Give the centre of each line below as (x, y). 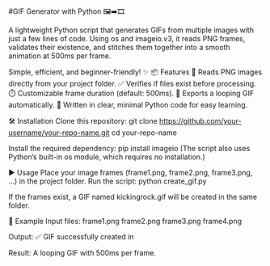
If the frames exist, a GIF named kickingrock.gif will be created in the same (133, 197)
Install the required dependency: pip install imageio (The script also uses (129, 148)
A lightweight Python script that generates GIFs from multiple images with (131, 30)
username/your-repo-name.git (59, 133)
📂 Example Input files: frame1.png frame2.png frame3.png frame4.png (125, 221)
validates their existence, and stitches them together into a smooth (119, 47)
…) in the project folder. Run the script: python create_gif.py (108, 181)
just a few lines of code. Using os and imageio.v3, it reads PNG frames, (127, 38)
